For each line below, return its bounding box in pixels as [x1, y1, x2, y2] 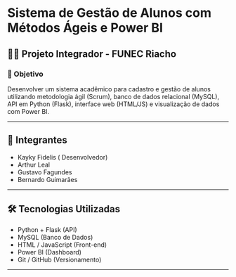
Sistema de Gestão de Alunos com [7, 5, 212, 21]
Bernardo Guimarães [17, 175, 78, 183]
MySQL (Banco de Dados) [17, 233, 93, 241]
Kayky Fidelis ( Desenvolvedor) [17, 153, 108, 161]
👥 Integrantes [7, 134, 68, 146]
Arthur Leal [17, 160, 51, 169]
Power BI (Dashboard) [17, 247, 82, 256]
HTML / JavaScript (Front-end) [17, 240, 107, 249]
